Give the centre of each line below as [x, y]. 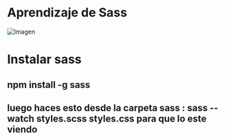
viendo [22, 129]
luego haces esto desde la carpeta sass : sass [108, 108]
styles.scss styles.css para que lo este [121, 118]
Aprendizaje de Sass [67, 13]
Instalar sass [44, 59]
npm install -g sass [49, 85]
